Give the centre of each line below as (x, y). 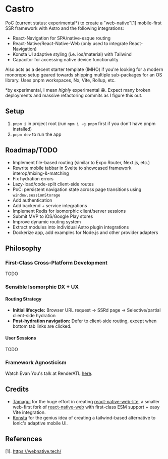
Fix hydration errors (33, 178)
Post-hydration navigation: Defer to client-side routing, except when (85, 321)
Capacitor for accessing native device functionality (65, 59)
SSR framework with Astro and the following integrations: (65, 28)
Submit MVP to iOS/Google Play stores (53, 216)
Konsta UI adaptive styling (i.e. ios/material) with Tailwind (72, 54)
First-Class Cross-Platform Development (56, 262)
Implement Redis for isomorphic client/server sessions (69, 211)
